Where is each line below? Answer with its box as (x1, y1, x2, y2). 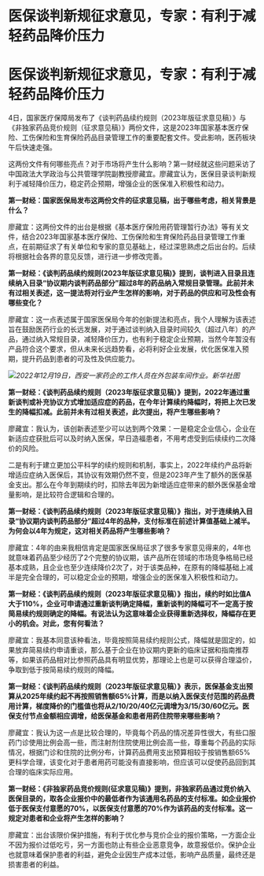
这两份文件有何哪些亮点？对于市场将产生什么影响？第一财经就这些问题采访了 (8, 159, 256, 169)
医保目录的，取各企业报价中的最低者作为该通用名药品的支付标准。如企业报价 (8, 794, 256, 804)
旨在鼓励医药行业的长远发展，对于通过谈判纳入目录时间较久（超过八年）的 (8, 324, 249, 335)
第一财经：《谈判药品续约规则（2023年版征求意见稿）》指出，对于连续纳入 (8, 507, 247, 516)
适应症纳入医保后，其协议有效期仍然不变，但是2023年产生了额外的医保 (14, 470, 246, 480)
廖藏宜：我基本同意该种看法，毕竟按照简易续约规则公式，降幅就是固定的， (8, 635, 249, 645)
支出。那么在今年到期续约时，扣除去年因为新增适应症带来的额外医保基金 (14, 480, 249, 490)
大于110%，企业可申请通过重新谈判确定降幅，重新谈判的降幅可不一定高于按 (8, 599, 253, 608)
